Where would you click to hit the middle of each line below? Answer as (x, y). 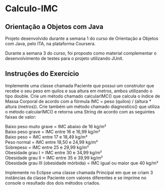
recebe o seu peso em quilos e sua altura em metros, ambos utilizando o (79, 91)
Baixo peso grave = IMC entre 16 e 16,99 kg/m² (53, 132)
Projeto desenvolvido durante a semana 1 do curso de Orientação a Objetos (82, 38)
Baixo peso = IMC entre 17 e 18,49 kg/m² (46, 137)
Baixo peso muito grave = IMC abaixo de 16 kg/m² (56, 126)
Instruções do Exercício (42, 74)
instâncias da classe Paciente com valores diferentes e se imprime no (76, 178)
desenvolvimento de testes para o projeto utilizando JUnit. (64, 58)
